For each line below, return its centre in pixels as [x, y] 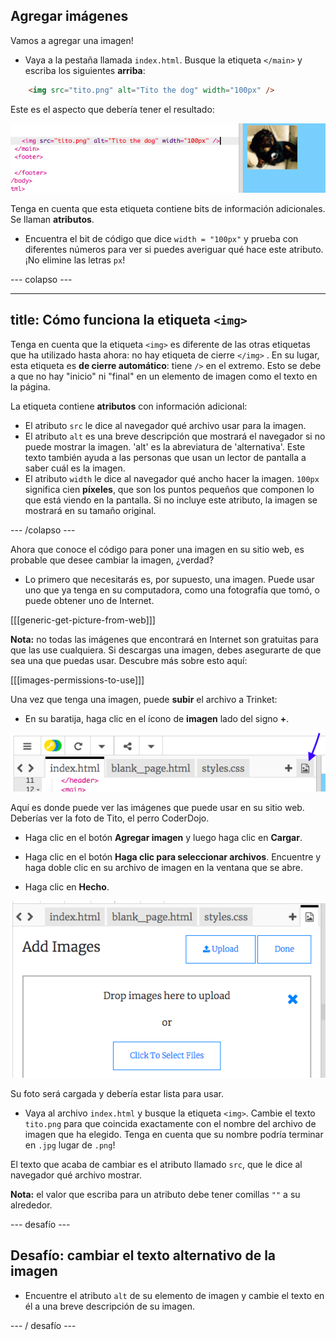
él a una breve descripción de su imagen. [109, 1306]
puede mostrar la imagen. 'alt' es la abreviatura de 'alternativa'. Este [165, 446]
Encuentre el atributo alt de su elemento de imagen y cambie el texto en [174, 1295]
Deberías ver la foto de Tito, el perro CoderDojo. [110, 818]
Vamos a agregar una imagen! [72, 40]
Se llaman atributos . [52, 220]
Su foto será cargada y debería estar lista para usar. [117, 1094]
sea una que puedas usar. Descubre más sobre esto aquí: [129, 660]
